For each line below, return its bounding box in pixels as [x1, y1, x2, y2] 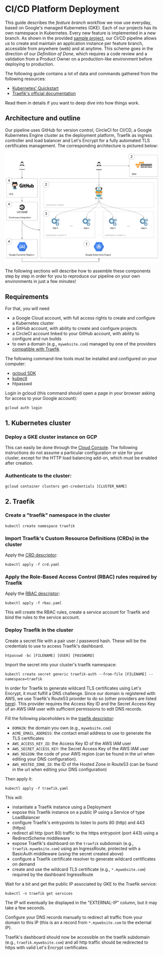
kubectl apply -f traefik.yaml [5, 786, 69, 791]
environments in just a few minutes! [5, 279, 76, 284]
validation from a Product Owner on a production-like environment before [5, 56, 152, 62]
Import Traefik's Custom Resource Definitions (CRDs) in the [5, 535, 149, 542]
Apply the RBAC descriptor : [5, 590, 60, 597]
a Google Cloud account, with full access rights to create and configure [12, 315, 156, 321]
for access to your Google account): [5, 395, 78, 401]
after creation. [5, 460, 34, 466]
